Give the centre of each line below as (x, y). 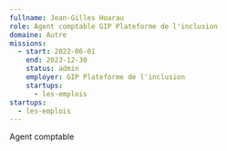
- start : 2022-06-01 (57, 52)
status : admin (52, 69)
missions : (28, 43)
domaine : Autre (38, 35)
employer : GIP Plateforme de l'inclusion (105, 77)
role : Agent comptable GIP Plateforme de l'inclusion (114, 26)
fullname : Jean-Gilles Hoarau (67, 18)
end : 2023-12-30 (57, 60)
